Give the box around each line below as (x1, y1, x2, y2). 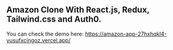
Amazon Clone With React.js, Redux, (6, 5, 150, 15)
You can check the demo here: (6, 30, 84, 37)
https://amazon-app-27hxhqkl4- (85, 30, 167, 37)
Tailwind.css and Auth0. (6, 14, 102, 25)
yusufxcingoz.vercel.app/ (6, 36, 71, 44)
